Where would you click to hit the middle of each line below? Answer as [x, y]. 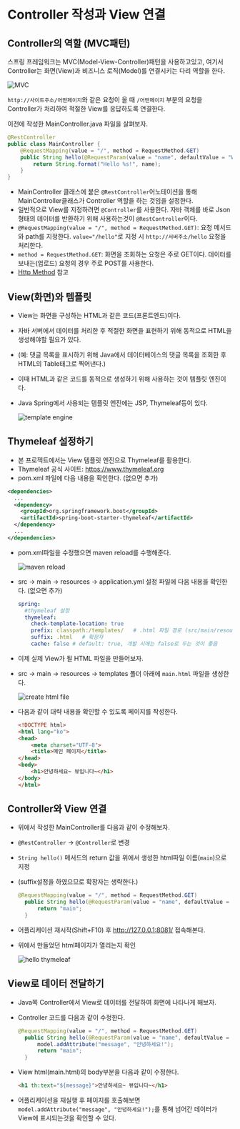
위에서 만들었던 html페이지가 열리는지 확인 [77, 945]
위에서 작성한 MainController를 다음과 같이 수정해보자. [94, 827]
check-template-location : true [77, 624]
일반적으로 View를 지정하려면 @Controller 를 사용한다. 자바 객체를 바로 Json [124, 210]
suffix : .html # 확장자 [67, 637]
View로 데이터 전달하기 [56, 984]
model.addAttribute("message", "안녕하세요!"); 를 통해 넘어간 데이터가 [117, 1109]
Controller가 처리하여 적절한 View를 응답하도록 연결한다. [86, 109]
